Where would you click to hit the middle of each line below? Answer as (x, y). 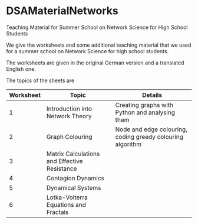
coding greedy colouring (149, 137)
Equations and (66, 204)
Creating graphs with (144, 105)
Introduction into (69, 109)
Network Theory (69, 116)
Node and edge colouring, (151, 129)
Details (152, 95)
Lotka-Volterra (67, 197)
